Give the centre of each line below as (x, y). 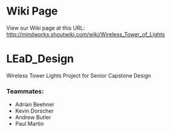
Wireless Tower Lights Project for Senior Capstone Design (79, 75)
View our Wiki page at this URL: (46, 28)
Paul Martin (29, 124)
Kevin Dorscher (34, 111)
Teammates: (25, 91)
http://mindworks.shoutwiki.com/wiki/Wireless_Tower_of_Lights (86, 34)
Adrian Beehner (35, 105)
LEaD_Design (40, 59)
